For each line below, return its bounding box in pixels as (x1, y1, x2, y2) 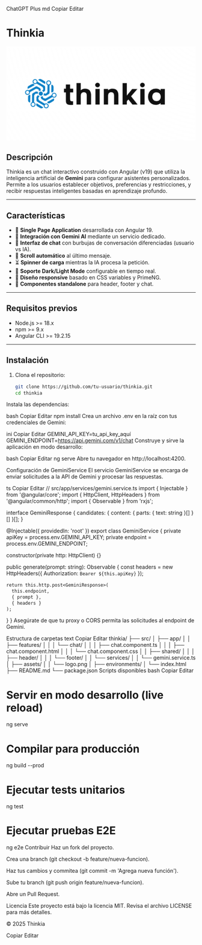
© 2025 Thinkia (6, 920, 45, 928)
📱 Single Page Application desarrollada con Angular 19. (14, 226, 153, 234)
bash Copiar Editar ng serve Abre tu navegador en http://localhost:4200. (6, 455, 186, 463)
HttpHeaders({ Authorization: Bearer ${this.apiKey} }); (6, 570, 144, 577)
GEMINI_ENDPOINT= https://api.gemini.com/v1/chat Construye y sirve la (6, 437, 185, 444)
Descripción (6, 152, 53, 162)
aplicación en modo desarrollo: (6, 443, 83, 451)
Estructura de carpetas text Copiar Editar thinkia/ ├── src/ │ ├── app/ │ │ (6, 635, 191, 642)
